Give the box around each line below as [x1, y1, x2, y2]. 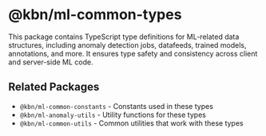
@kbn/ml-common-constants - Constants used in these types [19, 101, 214, 111]
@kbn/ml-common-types [8, 6, 182, 24]
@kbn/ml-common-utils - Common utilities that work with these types [19, 118, 244, 128]
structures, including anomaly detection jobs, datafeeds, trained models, [8, 40, 247, 49]
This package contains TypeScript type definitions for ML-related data [8, 32, 240, 41]
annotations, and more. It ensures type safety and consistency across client [8, 49, 258, 58]
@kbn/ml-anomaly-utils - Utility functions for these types [19, 110, 206, 119]
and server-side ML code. [8, 57, 93, 67]
